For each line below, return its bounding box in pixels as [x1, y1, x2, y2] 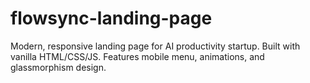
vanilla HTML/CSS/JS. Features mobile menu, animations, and [10, 50, 265, 62]
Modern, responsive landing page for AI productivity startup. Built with [10, 40, 301, 52]
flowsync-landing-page [10, 7, 213, 30]
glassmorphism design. [10, 61, 107, 73]
